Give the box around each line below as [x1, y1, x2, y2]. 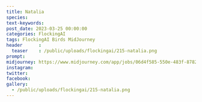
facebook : [6, 76, 31, 82]
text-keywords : [6, 20, 44, 26]
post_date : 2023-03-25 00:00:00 [6, 25, 87, 32]
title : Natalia [6, 8, 44, 15]
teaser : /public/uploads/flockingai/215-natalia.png [11, 48, 158, 54]
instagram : [6, 64, 34, 71]
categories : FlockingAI [6, 31, 66, 37]
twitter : [6, 70, 28, 76]
